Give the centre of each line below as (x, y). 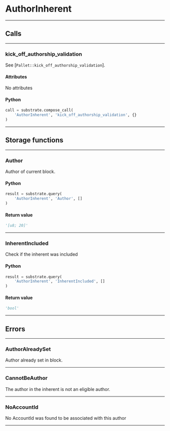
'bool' (12, 308)
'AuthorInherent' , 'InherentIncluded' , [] (60, 281)
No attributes (19, 88)
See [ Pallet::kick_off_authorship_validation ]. (55, 65)
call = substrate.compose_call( (39, 110)
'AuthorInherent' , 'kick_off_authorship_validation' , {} (76, 115)
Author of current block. (30, 172)
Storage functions (34, 140)
